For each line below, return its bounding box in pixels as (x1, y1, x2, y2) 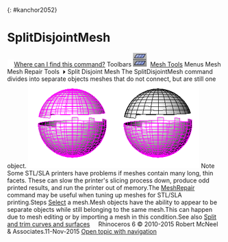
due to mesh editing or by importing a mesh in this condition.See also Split (7, 213, 217, 221)
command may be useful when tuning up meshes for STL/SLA (7, 191, 183, 199)
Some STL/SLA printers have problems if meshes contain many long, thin (7, 169, 214, 177)
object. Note (7, 161, 215, 170)
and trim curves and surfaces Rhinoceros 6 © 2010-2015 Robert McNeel (7, 219, 218, 228)
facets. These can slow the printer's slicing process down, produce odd (7, 176, 210, 184)
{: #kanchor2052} (7, 6, 58, 14)
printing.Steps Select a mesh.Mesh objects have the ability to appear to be (7, 198, 218, 206)
